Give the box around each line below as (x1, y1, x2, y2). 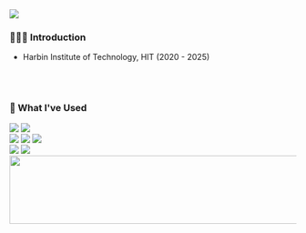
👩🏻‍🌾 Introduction (9, 31, 87, 44)
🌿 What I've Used (9, 102, 87, 115)
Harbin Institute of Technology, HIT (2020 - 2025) (22, 52, 210, 63)
